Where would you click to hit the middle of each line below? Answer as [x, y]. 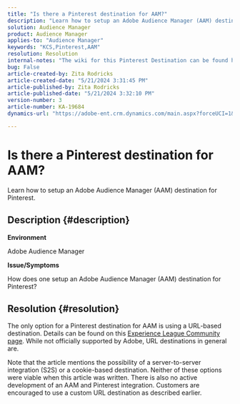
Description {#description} [69, 220]
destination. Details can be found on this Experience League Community [114, 333]
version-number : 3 [35, 101]
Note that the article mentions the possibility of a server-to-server [104, 363]
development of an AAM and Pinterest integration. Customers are [104, 385]
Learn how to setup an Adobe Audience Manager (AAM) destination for [112, 190]
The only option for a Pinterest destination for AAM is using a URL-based [114, 326]
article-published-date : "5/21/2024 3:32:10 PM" [81, 94]
